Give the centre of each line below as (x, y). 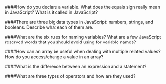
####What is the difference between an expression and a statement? (76, 66)
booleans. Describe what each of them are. (49, 27)
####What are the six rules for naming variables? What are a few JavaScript (83, 37)
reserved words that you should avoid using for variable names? (71, 42)
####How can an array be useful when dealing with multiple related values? (83, 52)
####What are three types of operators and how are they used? (70, 76)
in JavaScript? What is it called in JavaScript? (52, 12)
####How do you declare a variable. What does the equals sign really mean (83, 7)
